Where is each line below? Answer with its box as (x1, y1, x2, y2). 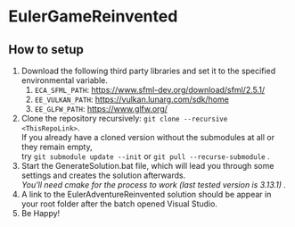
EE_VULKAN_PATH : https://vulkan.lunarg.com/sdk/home (34, 94, 229, 105)
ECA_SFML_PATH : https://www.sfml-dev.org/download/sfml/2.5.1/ (34, 85, 266, 95)
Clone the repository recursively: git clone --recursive (20, 113, 228, 123)
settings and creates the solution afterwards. (20, 170, 186, 181)
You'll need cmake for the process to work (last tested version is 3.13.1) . (20, 180, 287, 189)
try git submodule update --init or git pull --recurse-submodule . (20, 151, 270, 162)
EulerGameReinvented (8, 6, 178, 27)
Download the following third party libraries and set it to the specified (20, 65, 276, 76)
